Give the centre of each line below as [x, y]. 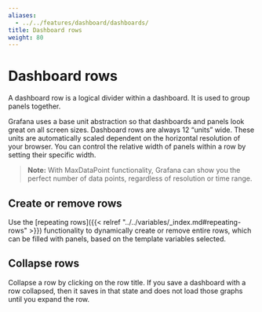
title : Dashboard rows [45, 30]
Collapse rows [44, 264]
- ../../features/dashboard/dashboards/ [82, 23]
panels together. [35, 106]
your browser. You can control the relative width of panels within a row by [127, 147]
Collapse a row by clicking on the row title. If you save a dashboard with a [127, 282]
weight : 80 [26, 37]
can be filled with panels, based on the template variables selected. [117, 239]
